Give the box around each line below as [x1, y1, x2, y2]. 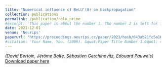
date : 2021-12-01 [5, 26, 41, 31]
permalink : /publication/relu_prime [5, 16, 81, 21]
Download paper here [5, 58, 49, 64]
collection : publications [5, 12, 58, 17]
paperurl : [5, 35, 26, 40]
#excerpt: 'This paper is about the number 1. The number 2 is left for [5, 21, 158, 26]
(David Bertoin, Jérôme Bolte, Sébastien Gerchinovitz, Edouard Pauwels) [5, 53, 154, 59]
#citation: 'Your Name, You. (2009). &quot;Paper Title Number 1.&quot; [5, 39, 158, 44]
